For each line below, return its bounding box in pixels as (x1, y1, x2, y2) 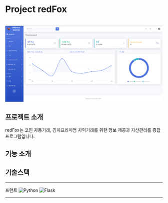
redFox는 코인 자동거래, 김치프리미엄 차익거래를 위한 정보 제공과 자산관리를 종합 (5, 127, 161, 133)
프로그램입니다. (5, 133, 35, 139)
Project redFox (5, 4, 67, 15)
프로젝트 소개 (5, 113, 43, 121)
